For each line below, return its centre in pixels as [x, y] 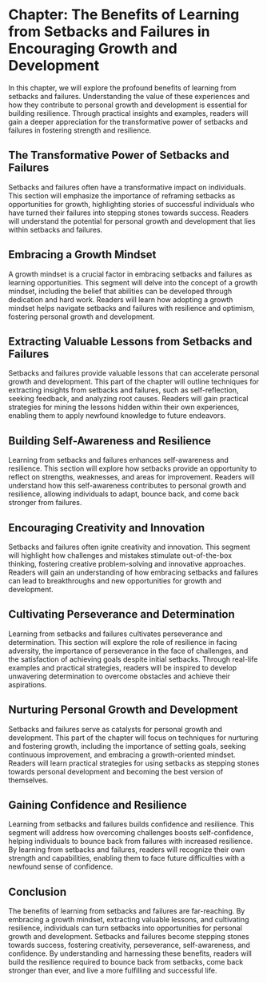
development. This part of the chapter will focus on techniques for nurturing [133, 738]
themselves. [28, 780]
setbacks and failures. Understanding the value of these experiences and [129, 96]
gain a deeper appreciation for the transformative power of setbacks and [128, 121]
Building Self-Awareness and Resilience [110, 441]
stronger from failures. [45, 503]
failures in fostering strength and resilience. [80, 130]
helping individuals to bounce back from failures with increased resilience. [131, 842]
